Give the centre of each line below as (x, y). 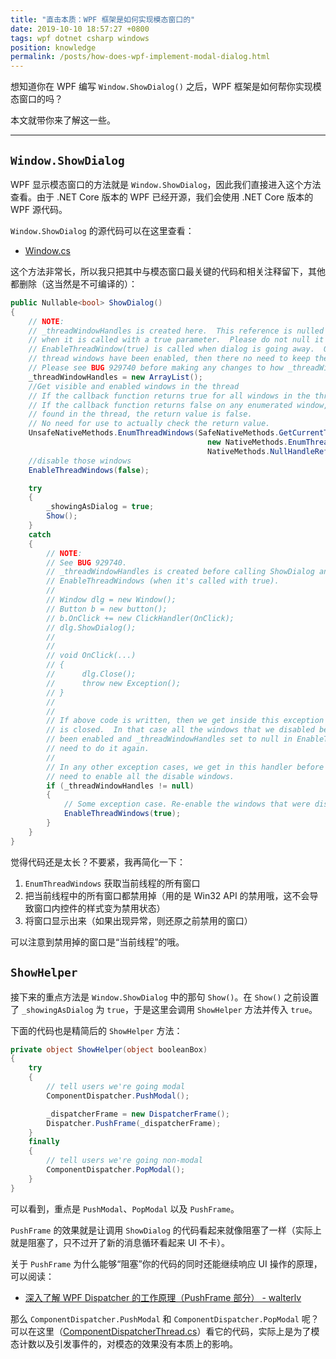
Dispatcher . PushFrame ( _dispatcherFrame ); (134, 1123)
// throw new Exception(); (114, 683)
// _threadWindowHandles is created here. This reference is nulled (176, 331)
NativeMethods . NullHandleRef (267, 451)
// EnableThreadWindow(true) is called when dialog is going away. (171, 349)
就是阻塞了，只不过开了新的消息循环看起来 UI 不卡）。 (120, 1242)
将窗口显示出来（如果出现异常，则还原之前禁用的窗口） (138, 920)
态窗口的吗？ (36, 99)
